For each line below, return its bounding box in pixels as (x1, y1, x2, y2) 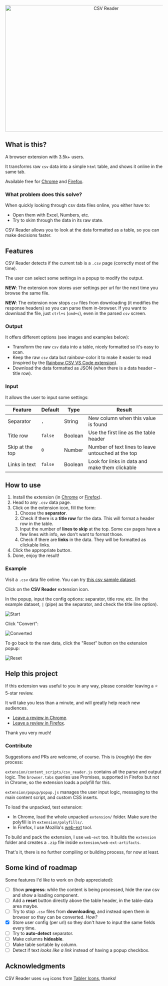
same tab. (5, 168, 26, 174)
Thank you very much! (5, 730, 51, 736)
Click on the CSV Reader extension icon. (5, 586, 89, 592)
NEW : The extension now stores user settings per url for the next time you (5, 284, 158, 290)
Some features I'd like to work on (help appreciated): (5, 876, 113, 882)
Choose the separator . (19, 510, 67, 516)
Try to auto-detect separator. (12, 930, 73, 936)
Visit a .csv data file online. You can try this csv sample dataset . (5, 576, 137, 582)
